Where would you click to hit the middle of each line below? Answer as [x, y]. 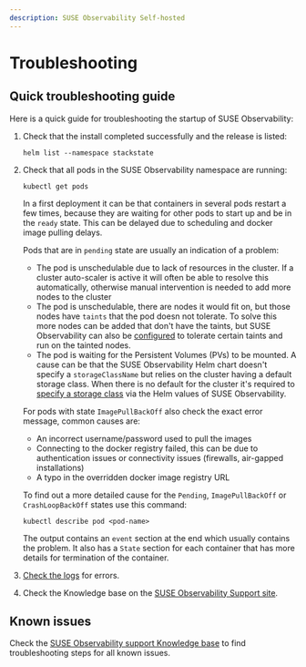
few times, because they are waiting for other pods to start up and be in [157, 213]
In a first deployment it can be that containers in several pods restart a [154, 203]
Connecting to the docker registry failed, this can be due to [147, 448]
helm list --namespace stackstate [88, 153]
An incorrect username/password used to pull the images [144, 438]
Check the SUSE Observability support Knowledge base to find [127, 643]
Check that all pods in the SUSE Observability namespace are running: [155, 169]
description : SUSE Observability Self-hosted [97, 18]
